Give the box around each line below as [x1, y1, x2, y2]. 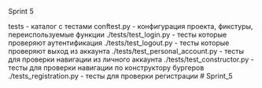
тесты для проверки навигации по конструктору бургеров [8, 63, 205, 72]
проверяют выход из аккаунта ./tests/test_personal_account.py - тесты [8, 47, 244, 55]
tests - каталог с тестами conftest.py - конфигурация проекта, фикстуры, [8, 22, 253, 30]
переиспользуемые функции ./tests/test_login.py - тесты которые [8, 30, 227, 39]
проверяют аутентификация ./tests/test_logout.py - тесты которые [8, 38, 230, 48]
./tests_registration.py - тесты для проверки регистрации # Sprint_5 [8, 72, 234, 80]
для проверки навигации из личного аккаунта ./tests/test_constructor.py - [8, 55, 254, 64]
